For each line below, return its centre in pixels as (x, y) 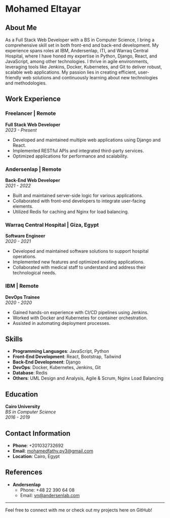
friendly (13, 78)
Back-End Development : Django (47, 362)
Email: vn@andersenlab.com (50, 495)
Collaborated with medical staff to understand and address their (79, 267)
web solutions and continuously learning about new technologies (90, 78)
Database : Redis (30, 373)
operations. (25, 257)
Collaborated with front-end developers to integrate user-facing (79, 201)
